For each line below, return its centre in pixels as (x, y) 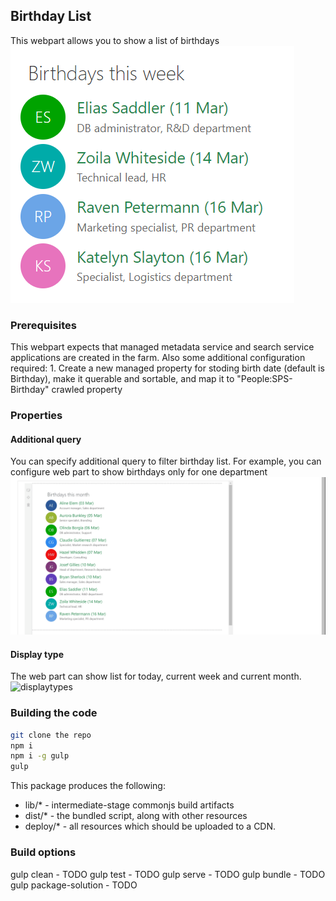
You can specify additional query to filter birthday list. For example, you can (166, 461)
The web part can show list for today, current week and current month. (156, 676)
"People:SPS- (264, 379)
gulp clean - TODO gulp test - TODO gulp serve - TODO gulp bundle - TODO (168, 874)
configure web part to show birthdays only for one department (139, 472)
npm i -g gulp (40, 756)
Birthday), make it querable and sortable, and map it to (122, 379)
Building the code (54, 713)
